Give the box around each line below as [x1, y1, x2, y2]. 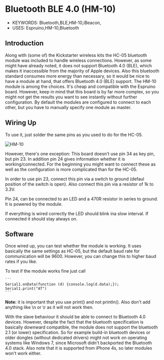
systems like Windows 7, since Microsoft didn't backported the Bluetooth [5, 340, 152, 346]
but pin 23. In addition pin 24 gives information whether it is [5, 156, 125, 162]
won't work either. [5, 350, 42, 357]
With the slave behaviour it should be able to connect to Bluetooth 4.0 [5, 314, 146, 320]
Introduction [5, 39, 44, 48]
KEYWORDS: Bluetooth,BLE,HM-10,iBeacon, [12, 20, 101, 26]
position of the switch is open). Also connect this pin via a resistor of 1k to [5, 181, 154, 187]
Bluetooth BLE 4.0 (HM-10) [5, 3, 116, 15]
